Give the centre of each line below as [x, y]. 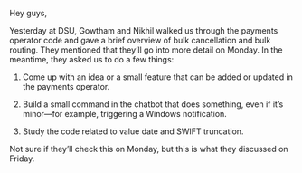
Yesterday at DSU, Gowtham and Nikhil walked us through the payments [144, 30]
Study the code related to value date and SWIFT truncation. [133, 131]
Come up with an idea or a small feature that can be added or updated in [158, 77]
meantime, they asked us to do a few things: [92, 59]
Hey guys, [28, 13]
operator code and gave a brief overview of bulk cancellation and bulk [140, 40]
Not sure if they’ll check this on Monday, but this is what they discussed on [149, 149]
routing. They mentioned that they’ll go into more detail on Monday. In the [146, 50]
